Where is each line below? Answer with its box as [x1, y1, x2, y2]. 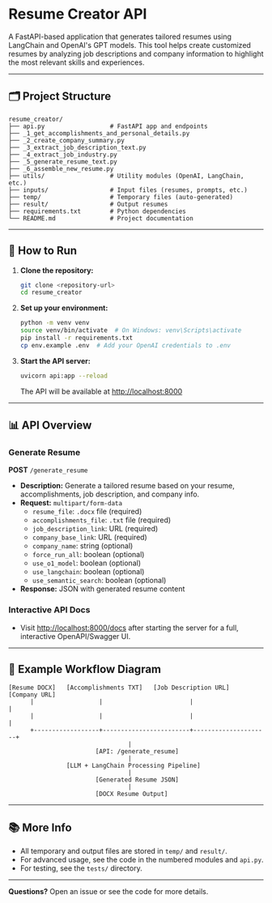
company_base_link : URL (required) [32, 532, 147, 543]
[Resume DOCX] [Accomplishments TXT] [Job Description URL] [8, 684, 230, 692]
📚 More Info [8, 820, 72, 834]
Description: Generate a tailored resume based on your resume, [19, 481, 235, 491]
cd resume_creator [19, 288, 83, 296]
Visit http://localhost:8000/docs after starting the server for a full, [19, 623, 239, 633]
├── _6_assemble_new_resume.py [8, 164, 114, 173]
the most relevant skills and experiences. [8, 58, 145, 67]
